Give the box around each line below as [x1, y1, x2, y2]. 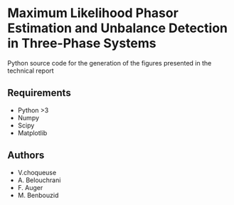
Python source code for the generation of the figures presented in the [7, 58, 212, 67]
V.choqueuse [17, 168, 57, 177]
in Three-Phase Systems [7, 36, 156, 51]
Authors [7, 149, 45, 162]
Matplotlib [17, 128, 48, 137]
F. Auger [17, 183, 43, 191]
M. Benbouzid [17, 191, 59, 199]
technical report [7, 66, 55, 75]
